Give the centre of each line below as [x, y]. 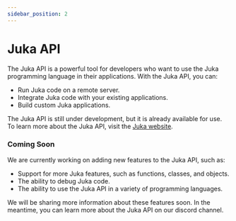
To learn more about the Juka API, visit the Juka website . [90, 126]
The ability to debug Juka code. [64, 181]
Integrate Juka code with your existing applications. [93, 97]
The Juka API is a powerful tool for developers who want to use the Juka [113, 69]
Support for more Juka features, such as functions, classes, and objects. [123, 174]
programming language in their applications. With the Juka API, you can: [112, 76]
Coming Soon [31, 144]
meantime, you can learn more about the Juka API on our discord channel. [116, 210]
